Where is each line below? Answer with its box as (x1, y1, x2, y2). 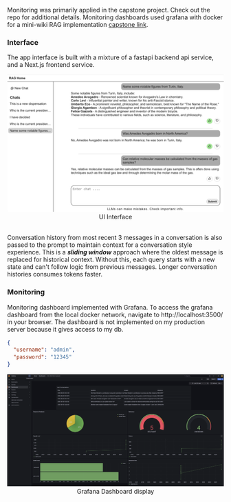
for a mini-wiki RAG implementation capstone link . (7, 21, 148, 28)
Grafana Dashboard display (76, 488, 155, 496)
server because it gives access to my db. (7, 325, 124, 333)
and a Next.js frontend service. (7, 61, 95, 69)
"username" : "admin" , (13, 346, 76, 354)
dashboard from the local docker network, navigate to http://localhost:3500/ (7, 310, 223, 319)
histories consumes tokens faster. (7, 270, 103, 279)
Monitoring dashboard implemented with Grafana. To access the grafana (7, 303, 213, 311)
